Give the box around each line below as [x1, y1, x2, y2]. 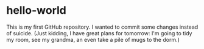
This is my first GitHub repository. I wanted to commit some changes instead [6, 23, 199, 30]
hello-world [6, 4, 67, 17]
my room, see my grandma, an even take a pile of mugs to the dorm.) [6, 36, 180, 43]
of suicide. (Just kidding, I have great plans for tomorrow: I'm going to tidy [6, 29, 192, 36]
